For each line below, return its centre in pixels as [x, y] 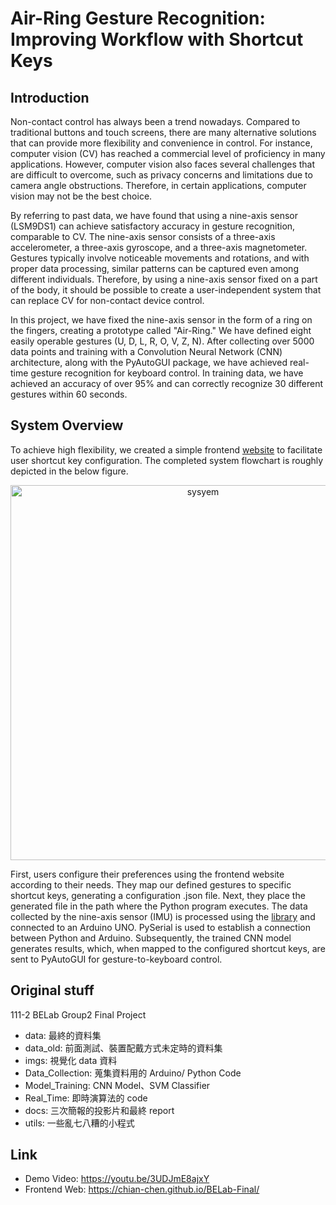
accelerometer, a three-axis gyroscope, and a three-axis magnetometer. [159, 247]
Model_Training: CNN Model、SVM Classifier [117, 1085]
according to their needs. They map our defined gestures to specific [151, 884]
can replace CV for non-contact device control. [107, 300]
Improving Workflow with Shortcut [157, 39]
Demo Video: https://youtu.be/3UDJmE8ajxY [117, 1179]
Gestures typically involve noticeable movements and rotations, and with [160, 258]
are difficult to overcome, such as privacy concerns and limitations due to [161, 175]
